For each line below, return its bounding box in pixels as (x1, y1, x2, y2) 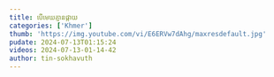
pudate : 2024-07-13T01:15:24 (9, 37, 117, 47)
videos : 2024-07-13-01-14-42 (9, 46, 117, 55)
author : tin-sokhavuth (9, 54, 93, 63)
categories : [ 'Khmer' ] (9, 21, 93, 30)
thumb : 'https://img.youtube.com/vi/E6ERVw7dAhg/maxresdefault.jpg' (9, 29, 267, 38)
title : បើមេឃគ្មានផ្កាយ (9, 12, 78, 22)
